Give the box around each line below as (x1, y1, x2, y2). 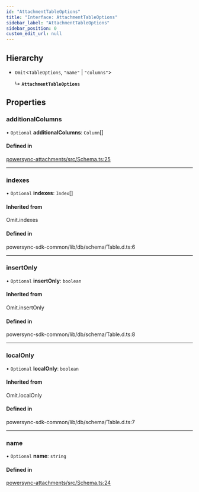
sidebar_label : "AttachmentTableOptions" (6, 20, 110, 26)
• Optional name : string (6, 453, 66, 460)
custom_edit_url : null (6, 31, 62, 37)
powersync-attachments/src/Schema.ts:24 (6, 480, 111, 487)
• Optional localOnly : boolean (6, 365, 79, 372)
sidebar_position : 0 (6, 25, 57, 32)
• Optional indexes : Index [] (6, 190, 73, 197)
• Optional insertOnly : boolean (6, 277, 82, 284)
